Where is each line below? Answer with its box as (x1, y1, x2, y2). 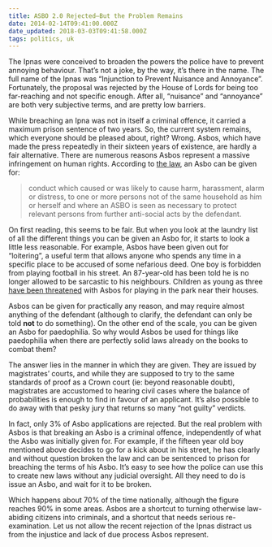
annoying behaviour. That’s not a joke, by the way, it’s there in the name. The (8, 66, 265, 76)
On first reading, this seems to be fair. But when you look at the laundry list (8, 225, 258, 235)
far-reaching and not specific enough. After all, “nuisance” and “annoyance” (8, 91, 264, 102)
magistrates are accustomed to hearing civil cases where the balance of (8, 386, 250, 396)
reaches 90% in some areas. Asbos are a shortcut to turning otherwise (8, 504, 246, 514)
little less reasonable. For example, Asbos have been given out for (8, 242, 229, 252)
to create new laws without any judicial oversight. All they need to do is (8, 471, 246, 480)
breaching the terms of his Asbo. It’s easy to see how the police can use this (8, 462, 264, 472)
